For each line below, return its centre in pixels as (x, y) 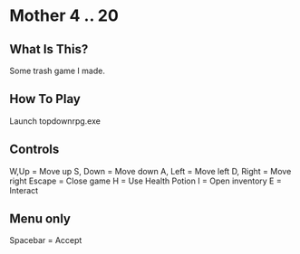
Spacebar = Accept (46, 240)
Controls (34, 150)
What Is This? (49, 49)
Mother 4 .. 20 (64, 16)
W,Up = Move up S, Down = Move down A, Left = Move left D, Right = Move (150, 171)
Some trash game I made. (58, 71)
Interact (24, 190)
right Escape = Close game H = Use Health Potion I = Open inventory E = (146, 181)
